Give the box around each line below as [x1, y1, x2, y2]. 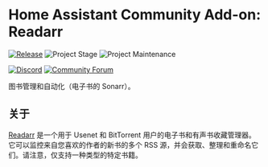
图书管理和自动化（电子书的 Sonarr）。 [8, 81, 135, 91]
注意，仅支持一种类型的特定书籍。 [29, 150, 142, 160]
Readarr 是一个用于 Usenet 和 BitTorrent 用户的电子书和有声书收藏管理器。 [8, 130, 256, 140]
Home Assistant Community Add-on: [8, 6, 262, 24]
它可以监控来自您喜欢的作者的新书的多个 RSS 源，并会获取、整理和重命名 [8, 140, 252, 149]
